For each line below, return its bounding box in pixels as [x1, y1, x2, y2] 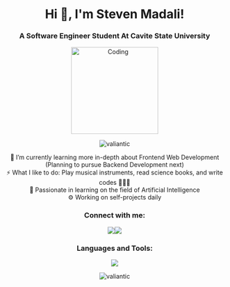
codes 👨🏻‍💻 [98, 179, 131, 187]
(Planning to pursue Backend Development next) [45, 161, 184, 169]
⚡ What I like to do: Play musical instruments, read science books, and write [6, 168, 224, 177]
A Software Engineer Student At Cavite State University [19, 31, 211, 41]
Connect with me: [83, 211, 146, 220]
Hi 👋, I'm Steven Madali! [44, 6, 185, 22]
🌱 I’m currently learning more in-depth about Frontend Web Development [10, 153, 220, 162]
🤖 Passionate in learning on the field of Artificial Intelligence [28, 186, 201, 194]
